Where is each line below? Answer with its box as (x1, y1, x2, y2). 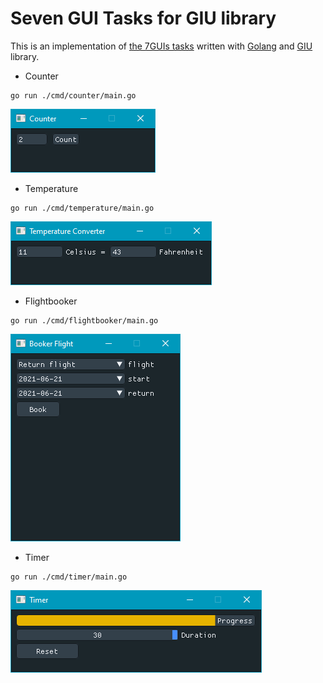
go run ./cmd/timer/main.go (10, 572, 128, 582)
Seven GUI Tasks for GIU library (10, 7, 277, 30)
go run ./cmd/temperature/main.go (10, 203, 155, 213)
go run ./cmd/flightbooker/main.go (10, 315, 159, 326)
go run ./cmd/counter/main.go (10, 90, 137, 101)
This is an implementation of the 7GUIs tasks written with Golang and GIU (10, 40, 313, 52)
